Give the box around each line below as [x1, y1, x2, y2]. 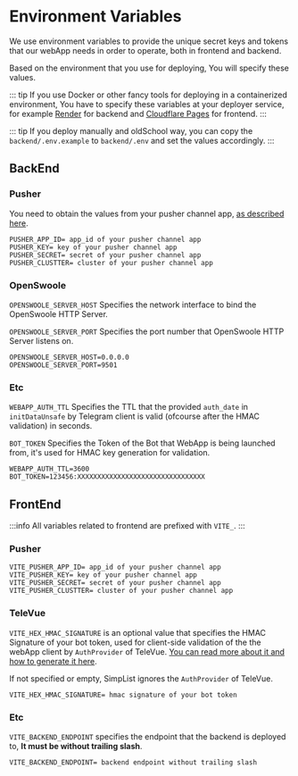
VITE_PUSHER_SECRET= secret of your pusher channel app [9, 579, 221, 588]
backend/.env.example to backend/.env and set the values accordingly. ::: [9, 135, 275, 146]
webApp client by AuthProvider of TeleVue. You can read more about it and [9, 646, 286, 657]
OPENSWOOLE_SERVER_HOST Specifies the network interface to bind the [9, 299, 257, 310]
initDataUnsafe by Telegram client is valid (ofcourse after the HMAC [9, 411, 261, 421]
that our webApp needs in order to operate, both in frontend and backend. [9, 45, 282, 55]
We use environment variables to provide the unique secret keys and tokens [9, 36, 288, 46]
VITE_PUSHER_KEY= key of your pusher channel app [9, 571, 198, 580]
